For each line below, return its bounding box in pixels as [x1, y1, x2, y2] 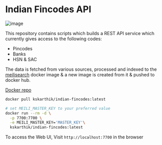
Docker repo [5, 86, 32, 93]
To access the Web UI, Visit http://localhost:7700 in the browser [5, 134, 144, 140]
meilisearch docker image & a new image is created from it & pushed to [5, 71, 155, 77]
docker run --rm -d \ [5, 110, 51, 115]
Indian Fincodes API [5, 4, 92, 15]
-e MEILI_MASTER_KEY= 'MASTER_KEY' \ [10, 120, 86, 125]
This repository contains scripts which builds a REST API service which [5, 30, 154, 36]
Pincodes [12, 45, 33, 51]
